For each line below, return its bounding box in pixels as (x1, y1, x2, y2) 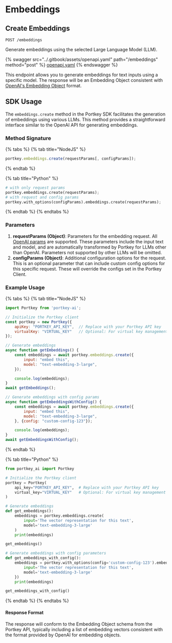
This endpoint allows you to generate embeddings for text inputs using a (5, 72, 158, 78)
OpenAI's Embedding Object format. (5, 83, 82, 88)
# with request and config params (5, 194, 79, 200)
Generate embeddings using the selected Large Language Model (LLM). (5, 47, 158, 52)
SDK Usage (5, 97, 42, 106)
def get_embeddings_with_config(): (5, 556, 81, 561)
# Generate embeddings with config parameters (5, 551, 106, 556)
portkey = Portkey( (5, 480, 47, 485)
